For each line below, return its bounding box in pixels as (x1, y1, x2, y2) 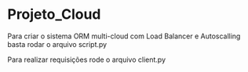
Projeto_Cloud (7, 5, 101, 23)
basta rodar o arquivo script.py (7, 39, 108, 49)
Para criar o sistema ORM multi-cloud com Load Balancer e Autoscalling (7, 31, 241, 41)
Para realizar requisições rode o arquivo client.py (7, 55, 166, 64)
